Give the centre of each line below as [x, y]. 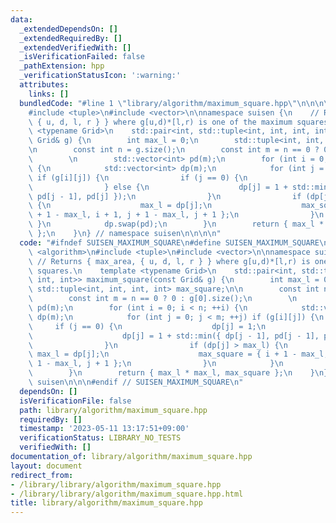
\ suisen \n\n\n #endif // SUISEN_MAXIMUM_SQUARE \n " [136, 382]
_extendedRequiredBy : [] [71, 38]
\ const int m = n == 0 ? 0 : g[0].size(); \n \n [163, 299]
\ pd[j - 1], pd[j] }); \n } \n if [165, 196]
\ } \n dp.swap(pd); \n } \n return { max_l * [176, 224]
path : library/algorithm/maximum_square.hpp [113, 410]
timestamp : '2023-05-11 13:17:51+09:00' [104, 429]
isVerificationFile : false [75, 401]
